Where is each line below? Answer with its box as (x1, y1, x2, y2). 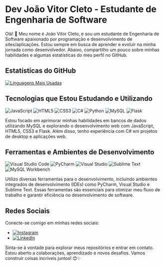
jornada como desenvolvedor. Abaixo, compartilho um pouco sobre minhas (5, 47, 160, 53)
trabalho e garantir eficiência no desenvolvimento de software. (5, 192, 134, 198)
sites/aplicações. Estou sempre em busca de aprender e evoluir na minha (5, 41, 156, 47)
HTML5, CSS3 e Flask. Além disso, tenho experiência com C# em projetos (5, 128, 158, 134)
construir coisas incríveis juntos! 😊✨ (5, 255, 81, 261)
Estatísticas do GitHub (5, 67, 76, 75)
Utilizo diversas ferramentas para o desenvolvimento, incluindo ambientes (5, 176, 158, 182)
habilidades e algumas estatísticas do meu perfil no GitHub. (5, 52, 128, 58)
